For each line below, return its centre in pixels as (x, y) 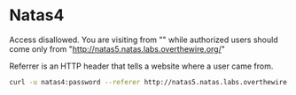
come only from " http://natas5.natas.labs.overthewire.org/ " (117, 48)
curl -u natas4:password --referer (75, 82)
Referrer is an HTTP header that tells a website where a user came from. (141, 66)
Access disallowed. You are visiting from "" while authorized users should (144, 40)
